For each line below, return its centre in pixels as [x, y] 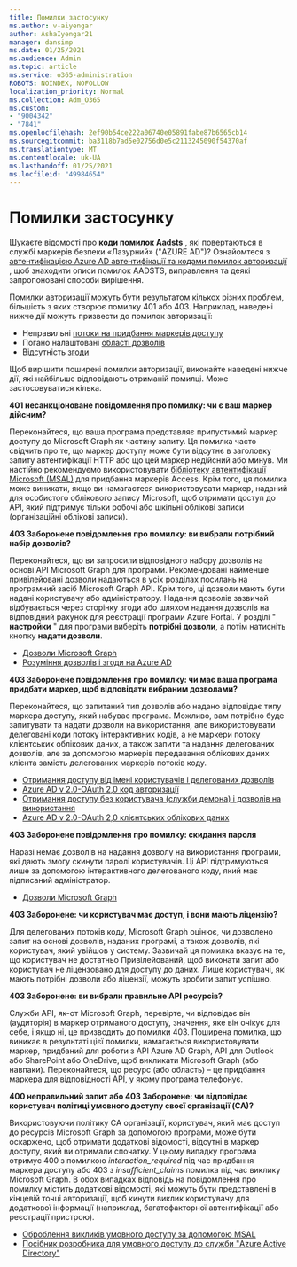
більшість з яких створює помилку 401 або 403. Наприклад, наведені [141, 307]
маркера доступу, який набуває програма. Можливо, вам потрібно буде [147, 716]
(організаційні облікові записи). [69, 517]
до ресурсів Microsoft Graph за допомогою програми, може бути [133, 1132]
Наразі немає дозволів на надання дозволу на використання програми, [145, 852]
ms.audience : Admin [45, 59]
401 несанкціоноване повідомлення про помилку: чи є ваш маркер [141, 405]
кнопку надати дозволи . [56, 636]
